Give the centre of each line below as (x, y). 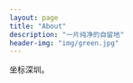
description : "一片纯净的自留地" (67, 34)
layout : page (34, 18)
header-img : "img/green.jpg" (64, 43)
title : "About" (38, 26)
